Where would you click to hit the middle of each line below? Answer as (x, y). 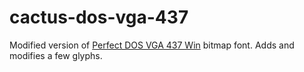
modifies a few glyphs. (56, 55)
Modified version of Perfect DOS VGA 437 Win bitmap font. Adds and (152, 45)
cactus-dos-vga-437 (99, 17)
